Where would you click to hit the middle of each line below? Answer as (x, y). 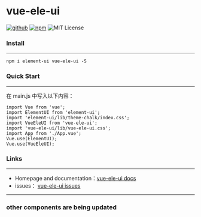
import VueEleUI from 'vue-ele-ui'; (52, 123)
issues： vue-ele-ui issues (48, 186)
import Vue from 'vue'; (36, 107)
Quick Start (23, 76)
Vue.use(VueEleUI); (31, 144)
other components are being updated (61, 207)
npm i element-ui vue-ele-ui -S (46, 61)
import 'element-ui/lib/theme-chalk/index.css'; (68, 117)
